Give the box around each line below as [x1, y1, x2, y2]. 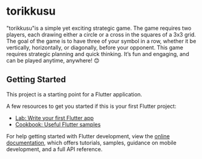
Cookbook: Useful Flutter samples [15, 121, 101, 128]
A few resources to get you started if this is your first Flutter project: [6, 102, 176, 110]
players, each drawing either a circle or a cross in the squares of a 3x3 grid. [6, 30, 197, 38]
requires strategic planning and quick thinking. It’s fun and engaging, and [6, 50, 190, 57]
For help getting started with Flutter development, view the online [6, 132, 170, 140]
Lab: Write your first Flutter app [15, 114, 94, 121]
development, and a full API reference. [6, 145, 103, 153]
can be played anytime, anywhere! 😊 [6, 57, 100, 64]
